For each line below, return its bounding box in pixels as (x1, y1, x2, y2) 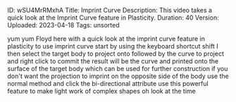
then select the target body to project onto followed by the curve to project (7, 49, 224, 58)
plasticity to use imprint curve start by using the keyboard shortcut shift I (7, 42, 218, 50)
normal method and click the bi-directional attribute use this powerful (7, 79, 209, 87)
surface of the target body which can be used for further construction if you (7, 65, 228, 72)
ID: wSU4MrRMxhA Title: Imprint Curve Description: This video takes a (7, 6, 213, 14)
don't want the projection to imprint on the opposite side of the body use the (7, 72, 229, 80)
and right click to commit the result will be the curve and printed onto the (7, 57, 219, 65)
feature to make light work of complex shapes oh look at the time (7, 87, 196, 95)
